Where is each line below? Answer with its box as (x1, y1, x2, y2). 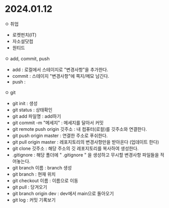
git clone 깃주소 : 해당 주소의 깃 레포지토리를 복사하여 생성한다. (12, 145, 139, 151)
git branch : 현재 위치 (12, 171, 56, 177)
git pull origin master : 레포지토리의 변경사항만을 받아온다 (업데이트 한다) (12, 138, 159, 145)
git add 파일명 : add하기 (12, 113, 61, 119)
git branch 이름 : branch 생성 (12, 164, 72, 170)
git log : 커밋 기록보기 (12, 197, 56, 203)
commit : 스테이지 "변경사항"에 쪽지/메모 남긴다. (12, 73, 109, 79)
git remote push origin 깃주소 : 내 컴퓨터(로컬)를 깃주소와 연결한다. (12, 126, 147, 132)
